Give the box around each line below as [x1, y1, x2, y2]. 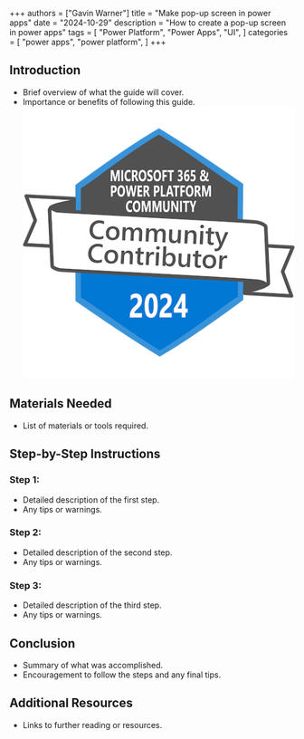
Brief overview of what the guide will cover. [22, 86, 185, 98]
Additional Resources [9, 696, 133, 711]
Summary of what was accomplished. [22, 659, 164, 670]
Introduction [9, 62, 81, 78]
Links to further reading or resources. [22, 719, 163, 730]
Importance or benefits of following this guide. [22, 96, 196, 107]
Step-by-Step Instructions [9, 446, 161, 462]
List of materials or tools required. [22, 420, 149, 431]
